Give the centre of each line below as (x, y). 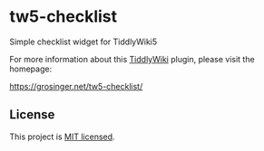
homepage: (31, 69)
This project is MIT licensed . (62, 137)
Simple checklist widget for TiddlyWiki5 (83, 42)
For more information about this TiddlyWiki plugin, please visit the (132, 59)
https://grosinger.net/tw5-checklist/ (76, 86)
